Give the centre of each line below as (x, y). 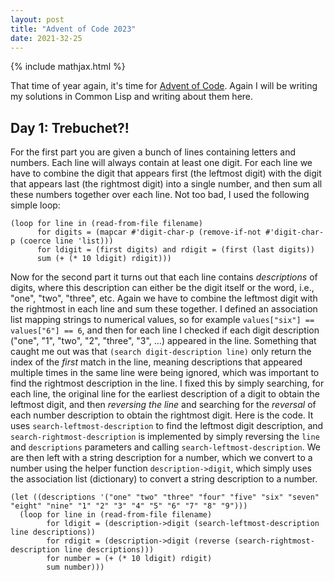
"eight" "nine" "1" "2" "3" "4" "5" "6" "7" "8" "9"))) (129, 506)
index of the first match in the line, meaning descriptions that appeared (156, 362)
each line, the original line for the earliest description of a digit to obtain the (165, 394)
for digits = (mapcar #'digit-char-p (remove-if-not (149, 232)
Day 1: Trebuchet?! (70, 127)
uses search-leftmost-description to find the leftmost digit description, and (167, 426)
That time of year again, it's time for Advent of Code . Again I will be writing (164, 86)
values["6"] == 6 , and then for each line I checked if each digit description (165, 330)
